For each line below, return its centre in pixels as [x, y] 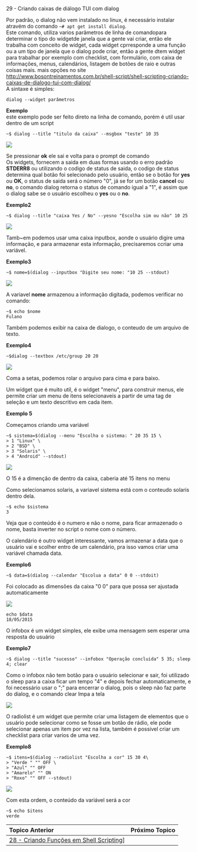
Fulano [14, 317]
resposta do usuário [30, 637]
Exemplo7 [19, 648]
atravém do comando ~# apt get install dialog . [66, 26]
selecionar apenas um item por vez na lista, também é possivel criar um [93, 729]
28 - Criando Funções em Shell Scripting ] [67, 840]
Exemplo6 [19, 565]
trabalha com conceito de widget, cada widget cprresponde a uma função [96, 45]
